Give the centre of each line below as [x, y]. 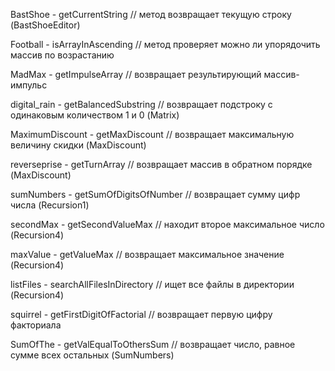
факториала [36, 325]
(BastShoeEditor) [45, 25]
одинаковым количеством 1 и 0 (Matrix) [95, 115]
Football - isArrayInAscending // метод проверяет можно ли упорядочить [165, 44]
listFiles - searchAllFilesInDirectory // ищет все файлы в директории [152, 284]
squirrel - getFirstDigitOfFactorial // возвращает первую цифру [141, 314]
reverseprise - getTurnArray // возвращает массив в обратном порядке [161, 164]
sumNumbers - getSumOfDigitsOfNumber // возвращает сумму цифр [155, 194]
